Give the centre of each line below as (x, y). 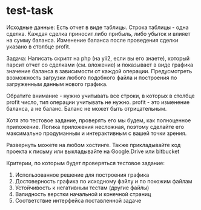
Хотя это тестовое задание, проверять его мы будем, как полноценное (99, 120)
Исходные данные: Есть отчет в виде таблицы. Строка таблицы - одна (97, 27)
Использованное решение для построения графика (82, 175)
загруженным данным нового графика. (57, 84)
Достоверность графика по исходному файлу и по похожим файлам (104, 181)
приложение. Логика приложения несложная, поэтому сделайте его (95, 126)
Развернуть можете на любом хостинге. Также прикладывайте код (94, 145)
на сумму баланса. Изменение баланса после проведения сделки (92, 40)
